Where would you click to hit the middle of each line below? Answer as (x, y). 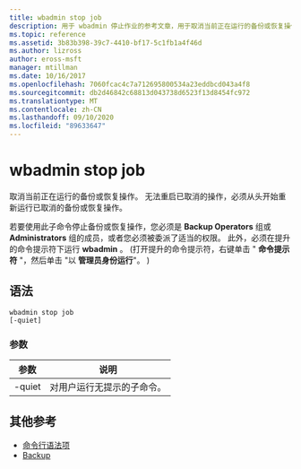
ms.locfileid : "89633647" (57, 126)
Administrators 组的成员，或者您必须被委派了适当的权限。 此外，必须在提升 (150, 238)
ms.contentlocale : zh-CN (56, 109)
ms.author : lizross (46, 51)
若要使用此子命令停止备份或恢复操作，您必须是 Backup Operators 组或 (140, 226)
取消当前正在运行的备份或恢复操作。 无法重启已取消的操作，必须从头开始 (144, 196)
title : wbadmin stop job (56, 17)
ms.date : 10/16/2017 (48, 76)
